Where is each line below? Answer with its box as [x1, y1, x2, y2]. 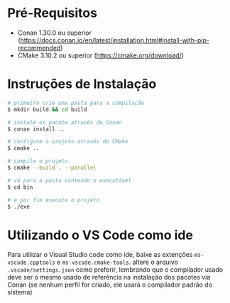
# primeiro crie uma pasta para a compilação [7, 99, 144, 106]
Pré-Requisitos [7, 5, 98, 21]
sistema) [7, 288, 33, 297]
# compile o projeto [7, 158, 69, 165]
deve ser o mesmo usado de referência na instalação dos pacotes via [7, 273, 211, 282]
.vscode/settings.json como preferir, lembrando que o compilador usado [7, 265, 224, 274]
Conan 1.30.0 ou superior [17, 28, 92, 37]
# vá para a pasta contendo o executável [7, 177, 132, 184]
